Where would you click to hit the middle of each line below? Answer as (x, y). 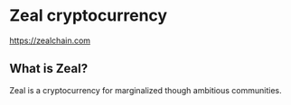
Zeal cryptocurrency (89, 16)
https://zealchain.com (50, 40)
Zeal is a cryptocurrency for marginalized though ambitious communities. (145, 90)
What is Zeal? (49, 69)
